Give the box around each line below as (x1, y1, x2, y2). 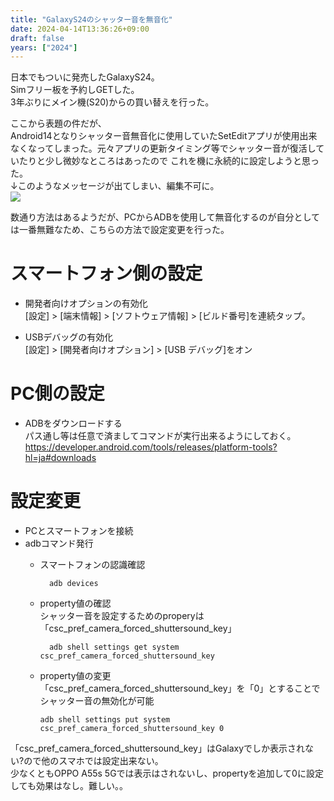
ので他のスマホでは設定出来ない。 (23, 755, 164, 767)
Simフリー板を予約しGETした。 (10, 84, 140, 96)
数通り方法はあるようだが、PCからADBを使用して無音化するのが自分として (10, 211, 320, 223)
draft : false (10, 33, 65, 43)
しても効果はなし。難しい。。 (10, 780, 128, 792)
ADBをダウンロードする (24, 417, 123, 430)
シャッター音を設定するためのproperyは (39, 610, 205, 622)
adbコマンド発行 (24, 537, 94, 550)
